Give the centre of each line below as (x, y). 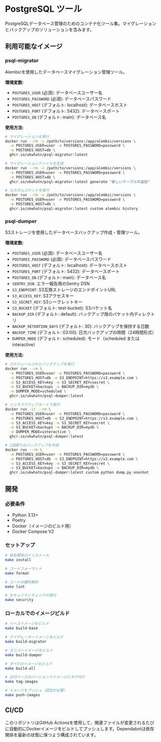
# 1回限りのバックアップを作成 (32, 445)
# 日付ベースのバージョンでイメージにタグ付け (45, 677)
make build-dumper (24, 655)
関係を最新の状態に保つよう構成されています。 (52, 735)
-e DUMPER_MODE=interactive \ (40, 432)
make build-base (21, 628)
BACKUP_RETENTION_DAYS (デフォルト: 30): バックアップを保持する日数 (80, 326)
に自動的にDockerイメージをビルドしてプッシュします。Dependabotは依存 (80, 728)
